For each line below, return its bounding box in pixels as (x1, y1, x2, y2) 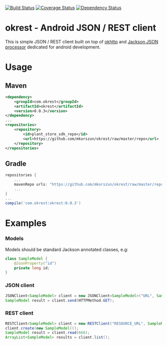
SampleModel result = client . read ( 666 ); (5, 330, 90, 336)
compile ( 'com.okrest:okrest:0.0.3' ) (5, 200, 81, 206)
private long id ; (14, 265, 50, 271)
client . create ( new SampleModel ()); (5, 326, 79, 331)
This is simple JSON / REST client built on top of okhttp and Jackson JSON (5, 38, 159, 44)
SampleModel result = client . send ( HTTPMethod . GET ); (5, 298, 114, 303)
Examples (5, 217, 47, 229)
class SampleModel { (5, 256, 48, 261)
